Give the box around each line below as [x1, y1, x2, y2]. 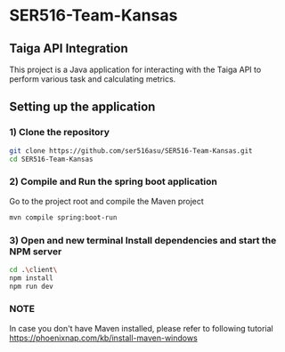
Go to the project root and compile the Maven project [9, 196, 205, 206]
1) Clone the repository [9, 126, 110, 139]
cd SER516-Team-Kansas [9, 155, 94, 164]
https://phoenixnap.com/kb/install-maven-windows [9, 332, 198, 343]
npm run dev [9, 282, 53, 291]
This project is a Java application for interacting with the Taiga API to [9, 64, 262, 75]
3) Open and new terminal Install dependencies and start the [9, 234, 277, 246]
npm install [9, 273, 53, 283]
